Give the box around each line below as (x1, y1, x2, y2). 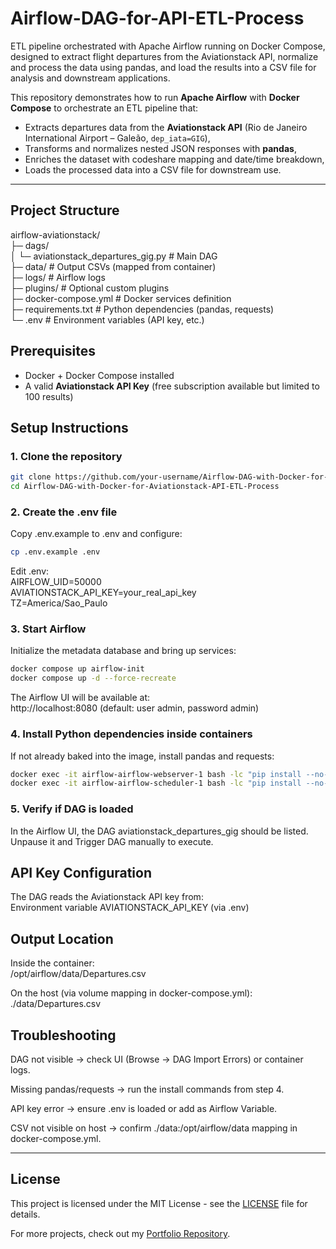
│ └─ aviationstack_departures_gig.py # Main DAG (10, 250, 218, 262)
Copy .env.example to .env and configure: (10, 528, 183, 540)
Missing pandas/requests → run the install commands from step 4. (10, 1083, 285, 1095)
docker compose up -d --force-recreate (10, 673, 177, 684)
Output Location (10, 930, 114, 947)
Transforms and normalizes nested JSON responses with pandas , (24, 142, 297, 154)
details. (10, 1208, 41, 1220)
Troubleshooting (10, 1027, 117, 1044)
